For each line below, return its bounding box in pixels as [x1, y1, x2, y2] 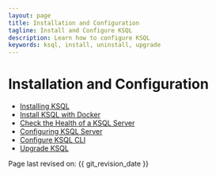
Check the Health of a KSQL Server [19, 118, 135, 128]
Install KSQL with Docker [19, 110, 101, 120]
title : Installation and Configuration [8, 19, 140, 27]
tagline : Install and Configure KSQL [8, 26, 133, 34]
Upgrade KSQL [19, 143, 70, 153]
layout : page [8, 11, 51, 20]
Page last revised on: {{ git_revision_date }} [8, 159, 149, 169]
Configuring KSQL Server [19, 127, 103, 136]
